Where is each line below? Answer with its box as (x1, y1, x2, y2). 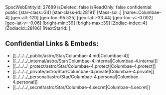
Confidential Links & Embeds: (5, 40, 99, 48)
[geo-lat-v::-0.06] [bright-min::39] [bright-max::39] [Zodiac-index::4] (5, 20, 147, 26)
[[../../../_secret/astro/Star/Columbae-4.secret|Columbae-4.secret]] (12, 84, 151, 90)
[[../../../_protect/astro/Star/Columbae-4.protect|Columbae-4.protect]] (12, 63, 156, 69)
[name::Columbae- (123, 9, 162, 15)
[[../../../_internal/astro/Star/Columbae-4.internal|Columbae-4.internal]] (12, 58, 158, 64)
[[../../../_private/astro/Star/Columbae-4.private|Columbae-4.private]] (12, 68, 155, 74)
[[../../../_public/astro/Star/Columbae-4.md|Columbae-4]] (12, 52, 130, 58)
